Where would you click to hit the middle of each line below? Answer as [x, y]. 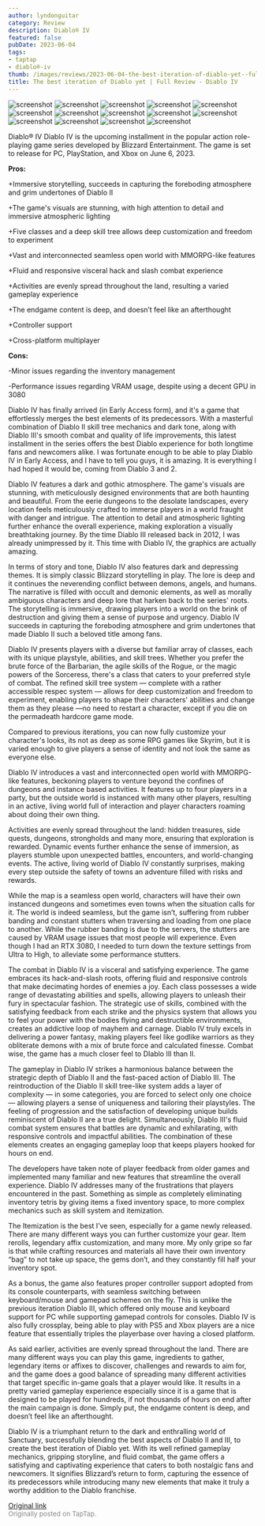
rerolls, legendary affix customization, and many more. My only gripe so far [130, 1242]
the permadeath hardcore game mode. [71, 716]
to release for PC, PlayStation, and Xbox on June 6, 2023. [102, 153]
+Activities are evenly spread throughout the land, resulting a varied [118, 286]
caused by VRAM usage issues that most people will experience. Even [122, 937]
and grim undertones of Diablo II [61, 192]
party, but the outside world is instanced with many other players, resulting [130, 797]
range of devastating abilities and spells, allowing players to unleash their [127, 994]
